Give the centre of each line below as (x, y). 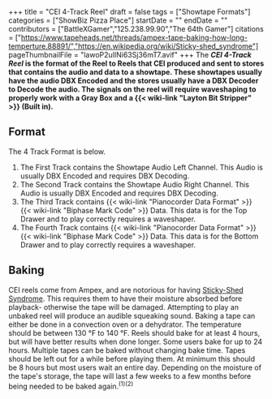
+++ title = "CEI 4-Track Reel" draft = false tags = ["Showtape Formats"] (130, 12)
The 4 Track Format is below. (57, 151)
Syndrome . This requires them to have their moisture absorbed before (125, 298)
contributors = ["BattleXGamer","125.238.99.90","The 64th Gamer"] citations (136, 29)
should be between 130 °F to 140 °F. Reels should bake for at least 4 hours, (134, 332)
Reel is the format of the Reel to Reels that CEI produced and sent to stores (136, 63)
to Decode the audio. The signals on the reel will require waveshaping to (132, 89)
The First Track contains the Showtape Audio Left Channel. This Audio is (142, 167)
